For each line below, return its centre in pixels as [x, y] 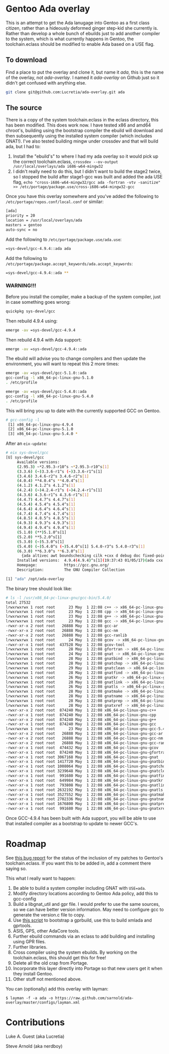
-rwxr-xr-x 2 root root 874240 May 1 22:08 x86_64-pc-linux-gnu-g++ [81, 719]
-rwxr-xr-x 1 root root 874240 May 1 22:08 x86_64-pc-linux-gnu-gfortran [87, 752]
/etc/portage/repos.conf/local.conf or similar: [55, 202]
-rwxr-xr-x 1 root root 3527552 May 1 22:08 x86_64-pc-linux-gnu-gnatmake [87, 795]
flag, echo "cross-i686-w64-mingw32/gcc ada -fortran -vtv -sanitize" [87, 182]
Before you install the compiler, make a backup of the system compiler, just [83, 297]
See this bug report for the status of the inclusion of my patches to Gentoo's [84, 858]
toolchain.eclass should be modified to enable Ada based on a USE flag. [80, 44]
